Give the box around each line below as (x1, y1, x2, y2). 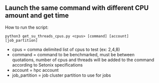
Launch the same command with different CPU (5, 4, 149, 12)
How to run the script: (5, 24, 48, 30)
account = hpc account (12, 67, 59, 73)
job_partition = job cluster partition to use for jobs (12, 72, 111, 78)
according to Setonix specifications (12, 62, 83, 67)
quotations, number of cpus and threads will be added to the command (12, 57, 154, 63)
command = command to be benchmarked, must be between (12, 51, 135, 57)
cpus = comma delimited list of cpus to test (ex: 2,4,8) (12, 46, 120, 52)
